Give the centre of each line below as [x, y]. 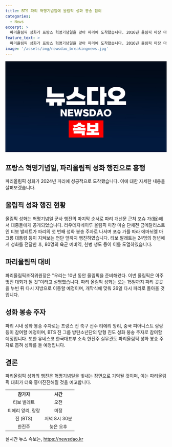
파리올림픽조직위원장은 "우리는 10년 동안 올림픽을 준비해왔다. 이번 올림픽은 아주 [84, 275]
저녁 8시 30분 [58, 418]
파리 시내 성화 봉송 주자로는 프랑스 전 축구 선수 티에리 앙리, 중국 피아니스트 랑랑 [84, 325]
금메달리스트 [153, 225]
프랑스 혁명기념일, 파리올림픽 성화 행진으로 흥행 [75, 168]
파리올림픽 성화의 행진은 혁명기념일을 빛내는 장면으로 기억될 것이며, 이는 [77, 376]
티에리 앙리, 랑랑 [24, 410]
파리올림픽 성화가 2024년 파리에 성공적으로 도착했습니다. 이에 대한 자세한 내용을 [85, 181]
